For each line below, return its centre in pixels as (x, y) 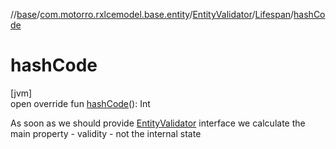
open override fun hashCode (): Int (80, 103)
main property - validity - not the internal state (106, 133)
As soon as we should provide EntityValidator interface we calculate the (158, 123)
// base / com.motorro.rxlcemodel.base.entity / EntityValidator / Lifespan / (152, 14)
